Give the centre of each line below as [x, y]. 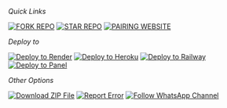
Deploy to [24, 41]
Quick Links [27, 11]
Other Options [31, 80]
